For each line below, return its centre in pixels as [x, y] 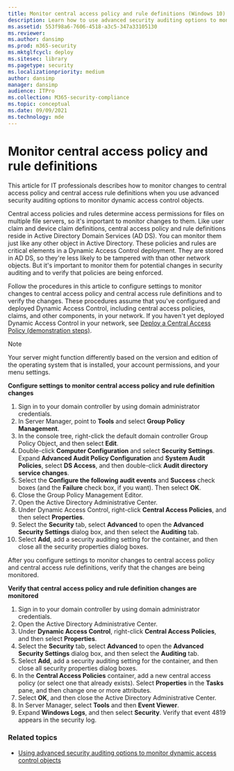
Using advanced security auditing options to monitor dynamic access [117, 753]
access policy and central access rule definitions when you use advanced [114, 192]
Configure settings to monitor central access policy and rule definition [111, 385]
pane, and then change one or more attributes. [85, 690]
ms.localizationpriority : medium [56, 72]
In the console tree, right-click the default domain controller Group [113, 436]
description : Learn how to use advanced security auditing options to [112, 20]
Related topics [33, 738]
